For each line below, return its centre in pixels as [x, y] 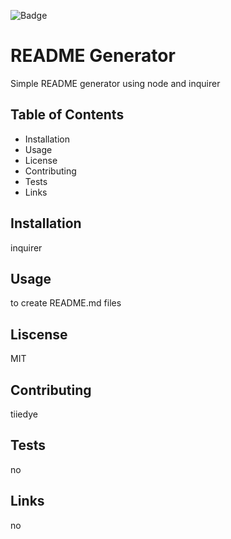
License [41, 160]
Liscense [39, 334]
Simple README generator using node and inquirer [115, 83]
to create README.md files [66, 303]
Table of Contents [67, 115]
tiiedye [24, 414]
